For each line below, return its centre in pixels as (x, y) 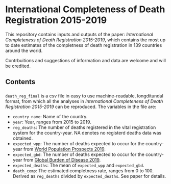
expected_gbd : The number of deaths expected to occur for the (78, 154)
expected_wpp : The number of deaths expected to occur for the (78, 144)
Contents (20, 82)
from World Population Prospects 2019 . (65, 149)
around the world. (24, 50)
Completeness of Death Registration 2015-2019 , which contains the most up (86, 40)
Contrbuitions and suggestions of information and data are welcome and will (86, 60)
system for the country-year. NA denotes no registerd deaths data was (87, 133)
